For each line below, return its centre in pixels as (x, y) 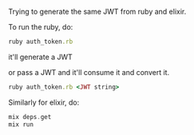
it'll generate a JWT (41, 57)
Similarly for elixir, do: (44, 102)
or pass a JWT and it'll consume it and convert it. (89, 72)
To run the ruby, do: (41, 27)
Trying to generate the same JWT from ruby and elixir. (97, 12)
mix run (21, 124)
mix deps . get (30, 117)
